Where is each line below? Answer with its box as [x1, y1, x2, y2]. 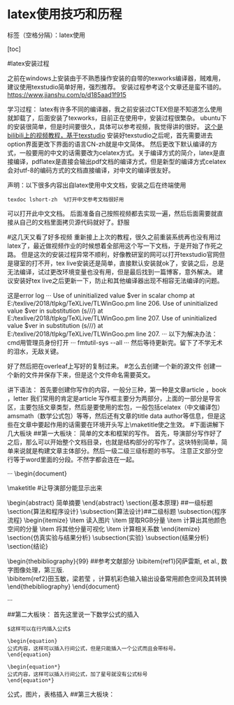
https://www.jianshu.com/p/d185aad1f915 [7, 90, 127, 98]
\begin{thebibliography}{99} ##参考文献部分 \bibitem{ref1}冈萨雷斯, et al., [7, 556, 220, 565]
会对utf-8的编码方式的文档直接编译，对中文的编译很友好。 [7, 165, 175, 175]
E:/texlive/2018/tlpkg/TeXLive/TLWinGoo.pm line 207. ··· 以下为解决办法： [7, 329, 218, 338]
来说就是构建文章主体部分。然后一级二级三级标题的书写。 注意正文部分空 [13, 446, 224, 454]
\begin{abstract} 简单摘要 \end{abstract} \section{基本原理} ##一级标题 [7, 498, 213, 507]
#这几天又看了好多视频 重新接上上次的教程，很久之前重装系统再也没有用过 [7, 232, 221, 241]
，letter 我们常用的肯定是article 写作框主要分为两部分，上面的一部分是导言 [7, 394, 221, 402]
